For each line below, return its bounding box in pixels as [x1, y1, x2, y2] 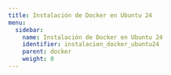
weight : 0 [22, 55, 55, 63]
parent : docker [22, 48, 72, 55]
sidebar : [15, 26, 44, 34]
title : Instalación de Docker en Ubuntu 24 [8, 11, 153, 20]
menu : [8, 19, 26, 27]
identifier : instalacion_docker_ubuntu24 [22, 41, 159, 48]
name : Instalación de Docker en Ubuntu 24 [22, 33, 163, 41]
